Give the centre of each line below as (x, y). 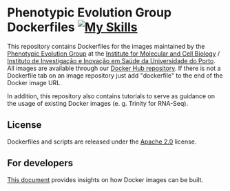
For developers (40, 163)
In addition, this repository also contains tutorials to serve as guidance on (111, 96)
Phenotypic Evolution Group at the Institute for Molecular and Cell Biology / (114, 54)
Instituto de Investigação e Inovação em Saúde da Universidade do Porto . (111, 60)
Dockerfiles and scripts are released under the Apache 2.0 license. (102, 142)
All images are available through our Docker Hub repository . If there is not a (114, 68)
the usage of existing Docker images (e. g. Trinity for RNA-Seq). (97, 103)
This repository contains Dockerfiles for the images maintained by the (106, 46)
